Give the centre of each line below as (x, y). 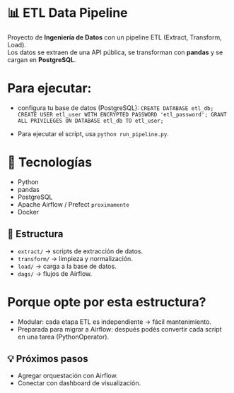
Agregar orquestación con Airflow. (68, 376)
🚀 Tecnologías (50, 163)
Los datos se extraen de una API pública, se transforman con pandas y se (115, 52)
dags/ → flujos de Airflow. (55, 273)
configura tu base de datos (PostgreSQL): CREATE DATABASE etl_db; (116, 108)
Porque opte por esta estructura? (107, 302)
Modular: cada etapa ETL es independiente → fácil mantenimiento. (115, 322)
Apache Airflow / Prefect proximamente (73, 204)
